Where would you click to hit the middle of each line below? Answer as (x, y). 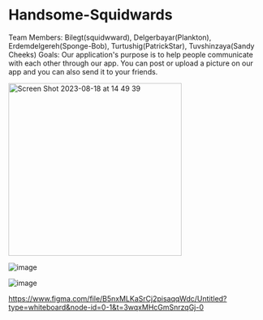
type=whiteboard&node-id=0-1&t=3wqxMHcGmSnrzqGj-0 (106, 307)
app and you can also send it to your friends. (83, 71)
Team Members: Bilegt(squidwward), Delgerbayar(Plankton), (110, 37)
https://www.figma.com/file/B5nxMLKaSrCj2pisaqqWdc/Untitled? (118, 298)
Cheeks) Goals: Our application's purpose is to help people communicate (131, 54)
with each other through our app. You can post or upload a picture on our (131, 63)
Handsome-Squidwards (91, 15)
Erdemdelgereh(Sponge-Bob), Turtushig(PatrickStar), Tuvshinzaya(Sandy (131, 45)
